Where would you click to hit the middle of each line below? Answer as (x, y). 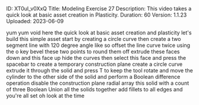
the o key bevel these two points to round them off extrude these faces (93, 52)
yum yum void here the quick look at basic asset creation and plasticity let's (99, 33)
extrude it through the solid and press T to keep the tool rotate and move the (99, 70)
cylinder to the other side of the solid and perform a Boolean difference (93, 77)
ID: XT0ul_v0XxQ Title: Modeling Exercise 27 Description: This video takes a (99, 9)
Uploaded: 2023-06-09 (35, 21)
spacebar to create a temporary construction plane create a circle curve (94, 64)
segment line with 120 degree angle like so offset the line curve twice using (98, 45)
